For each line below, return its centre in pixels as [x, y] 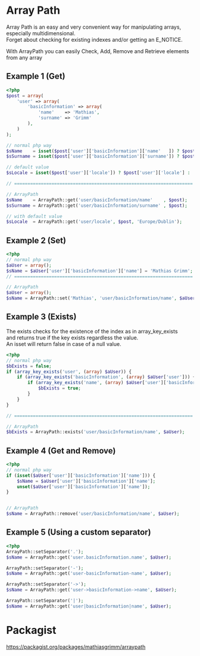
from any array [24, 57]
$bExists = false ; [29, 366]
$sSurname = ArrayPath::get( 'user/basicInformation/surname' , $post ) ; [97, 206]
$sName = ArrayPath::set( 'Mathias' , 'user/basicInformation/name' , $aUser [101, 298]
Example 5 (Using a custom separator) [79, 532]
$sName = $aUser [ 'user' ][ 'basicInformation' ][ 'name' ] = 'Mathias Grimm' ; [100, 271]
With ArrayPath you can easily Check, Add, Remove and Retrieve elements [98, 51]
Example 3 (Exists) [41, 317]
